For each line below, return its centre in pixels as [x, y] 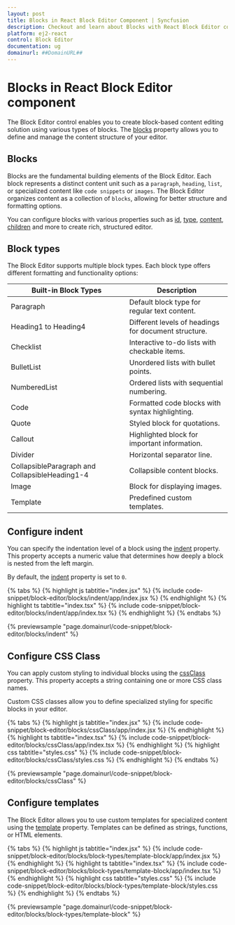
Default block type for [165, 302]
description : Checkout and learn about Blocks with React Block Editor [114, 27]
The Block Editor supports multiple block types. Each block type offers [109, 266]
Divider [23, 455]
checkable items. [157, 352]
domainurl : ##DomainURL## [45, 53]
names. [18, 688]
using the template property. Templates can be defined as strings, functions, [117, 827]
